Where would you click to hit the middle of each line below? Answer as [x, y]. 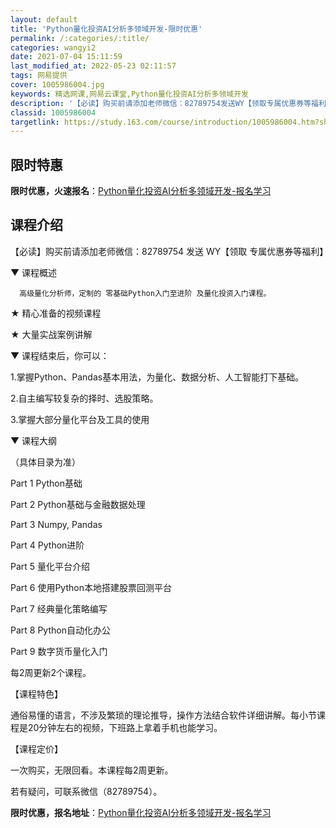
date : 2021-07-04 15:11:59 [66, 57]
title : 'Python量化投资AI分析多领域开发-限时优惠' [106, 29]
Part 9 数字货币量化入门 [59, 651]
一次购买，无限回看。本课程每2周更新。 [92, 770]
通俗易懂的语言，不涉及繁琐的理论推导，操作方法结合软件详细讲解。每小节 [163, 715]
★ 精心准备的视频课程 [56, 313]
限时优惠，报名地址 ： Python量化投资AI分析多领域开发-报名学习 [141, 812]
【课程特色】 [36, 693]
